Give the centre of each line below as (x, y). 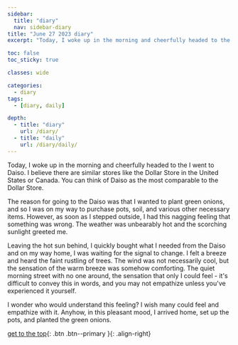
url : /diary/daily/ (49, 144)
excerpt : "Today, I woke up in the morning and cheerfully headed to (113, 41)
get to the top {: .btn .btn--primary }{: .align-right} (79, 333)
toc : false (23, 53)
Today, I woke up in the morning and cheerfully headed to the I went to (111, 165)
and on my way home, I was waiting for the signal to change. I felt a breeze (117, 253)
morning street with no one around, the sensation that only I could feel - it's (118, 275)
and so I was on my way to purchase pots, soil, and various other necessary (119, 209)
